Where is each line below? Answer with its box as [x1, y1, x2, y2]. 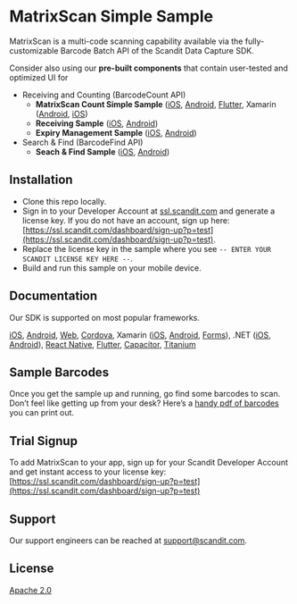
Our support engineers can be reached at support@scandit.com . [9, 535, 248, 546]
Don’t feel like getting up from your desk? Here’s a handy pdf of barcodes [9, 398, 279, 408]
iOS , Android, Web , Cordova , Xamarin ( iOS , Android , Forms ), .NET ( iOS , [9, 329, 272, 340]
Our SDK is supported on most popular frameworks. [9, 312, 201, 323]
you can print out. [9, 407, 74, 418]
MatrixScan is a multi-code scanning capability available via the [9, 36, 243, 46]
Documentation [9, 289, 98, 304]
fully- [244, 36, 265, 46]
